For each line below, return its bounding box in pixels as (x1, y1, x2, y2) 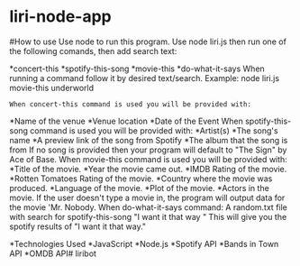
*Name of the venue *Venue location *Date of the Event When (9, 115, 243, 126)
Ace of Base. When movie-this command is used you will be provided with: (9, 153, 288, 164)
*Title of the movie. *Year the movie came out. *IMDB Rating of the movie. (9, 163, 287, 174)
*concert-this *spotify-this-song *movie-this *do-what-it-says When (9, 63, 266, 74)
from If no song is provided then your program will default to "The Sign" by (9, 144, 287, 155)
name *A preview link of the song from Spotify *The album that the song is (9, 134, 288, 145)
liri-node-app (9, 6, 112, 27)
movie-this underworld (9, 82, 95, 93)
